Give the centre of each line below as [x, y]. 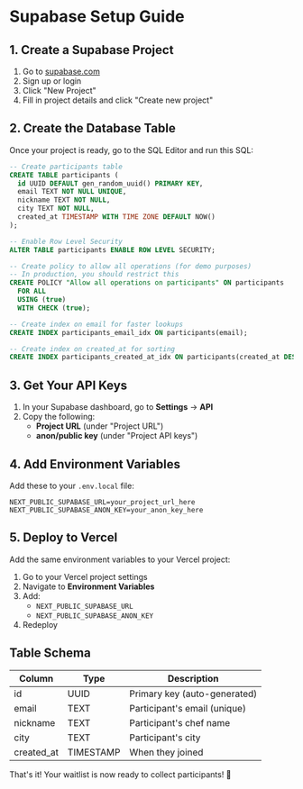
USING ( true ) [42, 300]
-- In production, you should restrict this [94, 275]
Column [37, 678]
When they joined [166, 752]
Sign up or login [52, 81]
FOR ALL [32, 291]
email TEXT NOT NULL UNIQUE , [72, 192]
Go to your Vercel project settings [85, 576]
